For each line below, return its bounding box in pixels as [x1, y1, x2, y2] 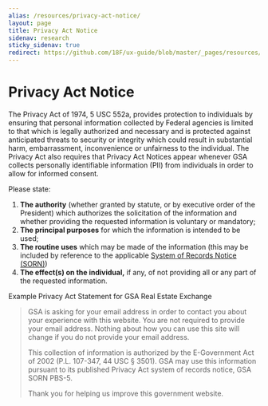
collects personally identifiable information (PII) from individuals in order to [8, 160, 254, 170]
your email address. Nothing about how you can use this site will [27, 324, 240, 333]
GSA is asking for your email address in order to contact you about [27, 306, 247, 316]
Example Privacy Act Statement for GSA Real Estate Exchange [8, 291, 213, 301]
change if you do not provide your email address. [27, 332, 190, 341]
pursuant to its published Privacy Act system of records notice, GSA [27, 365, 252, 374]
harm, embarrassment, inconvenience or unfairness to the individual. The [8, 143, 250, 152]
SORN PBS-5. [27, 372, 73, 383]
